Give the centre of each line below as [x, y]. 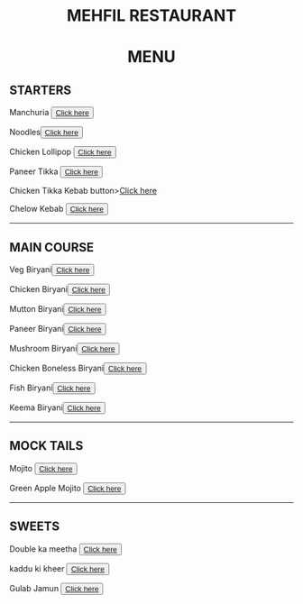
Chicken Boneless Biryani [57, 368]
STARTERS [41, 90]
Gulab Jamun [34, 588]
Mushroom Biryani [43, 348]
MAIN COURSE [52, 247]
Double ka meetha [43, 549]
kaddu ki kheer [37, 568]
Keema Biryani [36, 407]
